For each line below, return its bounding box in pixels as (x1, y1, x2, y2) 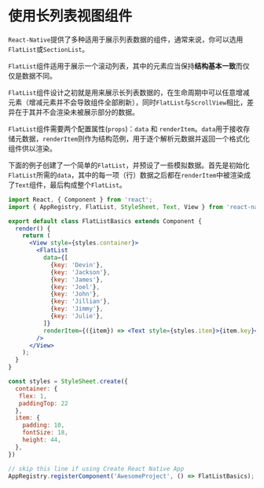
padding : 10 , (22, 421, 65, 429)
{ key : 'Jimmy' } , (49, 305, 104, 313)
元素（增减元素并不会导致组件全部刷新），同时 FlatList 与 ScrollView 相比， (8, 97, 247, 107)
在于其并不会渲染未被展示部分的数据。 (14, 107, 139, 116)
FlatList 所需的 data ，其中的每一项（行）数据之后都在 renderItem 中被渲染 (8, 170, 244, 179)
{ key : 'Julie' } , (49, 312, 104, 321)
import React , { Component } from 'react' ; (8, 196, 153, 204)
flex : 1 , (18, 392, 47, 400)
